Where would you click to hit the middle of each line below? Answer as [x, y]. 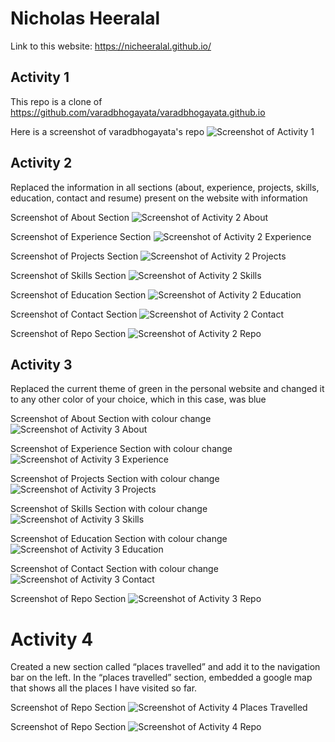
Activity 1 [40, 77]
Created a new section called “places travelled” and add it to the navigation [165, 667]
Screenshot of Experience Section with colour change [121, 449]
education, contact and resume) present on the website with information [159, 198]
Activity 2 [41, 163]
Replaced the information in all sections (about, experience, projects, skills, [165, 187]
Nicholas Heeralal [85, 18]
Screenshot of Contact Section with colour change [114, 569]
